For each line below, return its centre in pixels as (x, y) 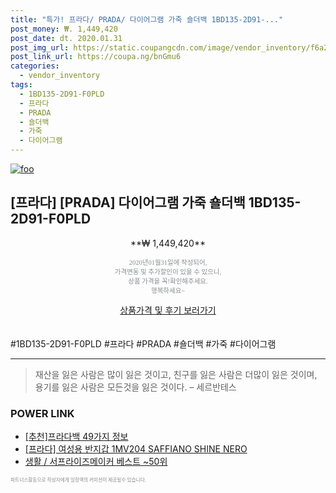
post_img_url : (40, 47)
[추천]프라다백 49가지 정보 (76, 437)
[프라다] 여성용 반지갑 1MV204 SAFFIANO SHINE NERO (136, 449)
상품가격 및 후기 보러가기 (168, 310)
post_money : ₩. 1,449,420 (64, 29)
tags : (21, 85)
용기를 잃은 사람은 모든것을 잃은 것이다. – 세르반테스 (135, 387)
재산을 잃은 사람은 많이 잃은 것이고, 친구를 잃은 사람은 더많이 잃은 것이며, (176, 374)
